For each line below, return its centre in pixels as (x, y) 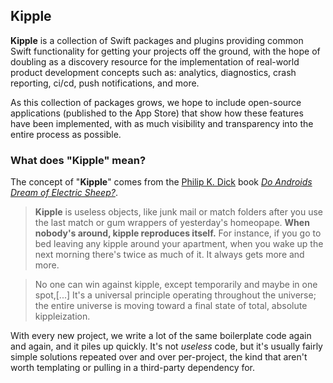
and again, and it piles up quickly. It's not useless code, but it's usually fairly (166, 346)
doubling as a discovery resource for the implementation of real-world (155, 61)
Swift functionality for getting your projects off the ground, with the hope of (165, 51)
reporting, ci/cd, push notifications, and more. (105, 83)
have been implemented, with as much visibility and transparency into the (162, 123)
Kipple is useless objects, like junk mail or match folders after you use (178, 212)
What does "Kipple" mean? (78, 160)
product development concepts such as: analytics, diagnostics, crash (153, 72)
